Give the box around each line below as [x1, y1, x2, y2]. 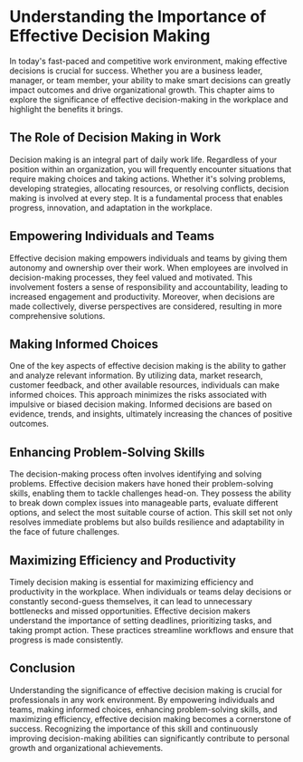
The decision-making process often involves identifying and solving [9, 468, 262, 479]
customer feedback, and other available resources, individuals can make [9, 380, 280, 391]
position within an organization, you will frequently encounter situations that [9, 163, 292, 174]
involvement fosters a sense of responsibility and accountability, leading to [9, 281, 289, 292]
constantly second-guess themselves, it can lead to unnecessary [9, 596, 253, 606]
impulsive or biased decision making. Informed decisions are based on [9, 399, 273, 410]
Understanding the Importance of [9, 6, 267, 27]
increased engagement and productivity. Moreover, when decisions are [9, 291, 276, 302]
